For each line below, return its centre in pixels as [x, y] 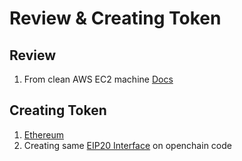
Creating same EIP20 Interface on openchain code [127, 145]
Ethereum [43, 134]
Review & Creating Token [115, 18]
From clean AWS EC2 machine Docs [98, 79]
